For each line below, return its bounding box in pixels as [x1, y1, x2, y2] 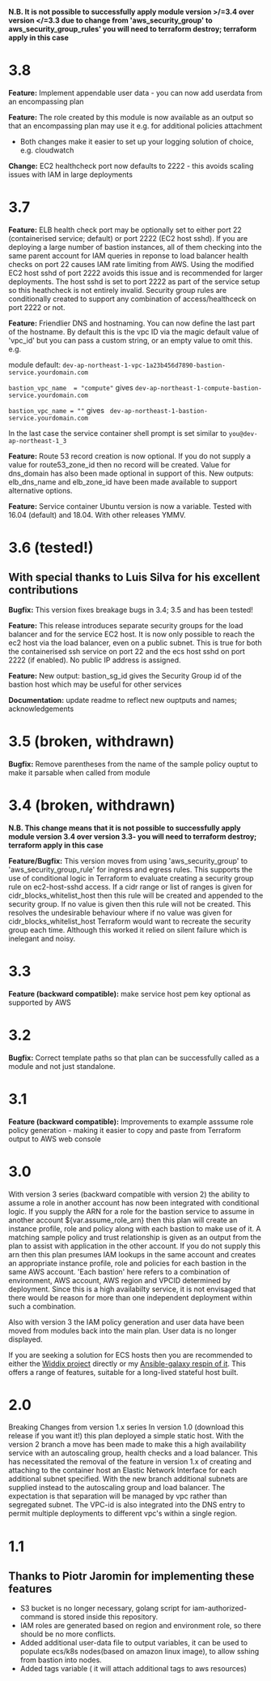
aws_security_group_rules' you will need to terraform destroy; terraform [8, 24, 257, 33]
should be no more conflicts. [19, 1629, 116, 1639]
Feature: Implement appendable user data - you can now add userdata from [8, 88, 263, 97]
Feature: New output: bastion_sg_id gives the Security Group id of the [8, 670, 242, 680]
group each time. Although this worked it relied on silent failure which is [8, 925, 248, 934]
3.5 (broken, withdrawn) [8, 732, 176, 751]
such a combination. [8, 1301, 77, 1311]
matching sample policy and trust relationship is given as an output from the [8, 1232, 261, 1242]
